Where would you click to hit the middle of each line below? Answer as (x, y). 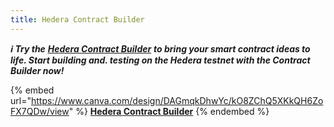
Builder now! (37, 70)
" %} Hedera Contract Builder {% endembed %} (169, 111)
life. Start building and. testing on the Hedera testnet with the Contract (160, 60)
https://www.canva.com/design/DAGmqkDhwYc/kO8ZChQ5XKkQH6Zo (177, 100)
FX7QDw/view (40, 111)
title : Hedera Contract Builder (77, 19)
